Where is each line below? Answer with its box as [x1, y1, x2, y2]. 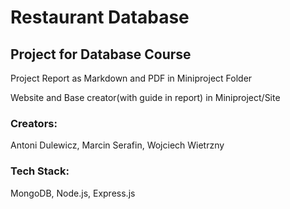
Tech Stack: [10, 164, 70, 178]
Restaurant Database [10, 6, 190, 29]
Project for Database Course [10, 46, 192, 63]
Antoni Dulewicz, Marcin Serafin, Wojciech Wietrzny [10, 139, 225, 151]
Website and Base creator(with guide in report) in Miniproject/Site [10, 92, 281, 103]
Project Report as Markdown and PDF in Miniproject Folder [10, 72, 253, 84]
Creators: [10, 116, 58, 130]
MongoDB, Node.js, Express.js [10, 187, 136, 199]
